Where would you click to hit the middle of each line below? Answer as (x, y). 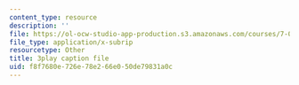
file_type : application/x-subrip (71, 42)
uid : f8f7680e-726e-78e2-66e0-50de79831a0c (91, 67)
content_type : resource (53, 17)
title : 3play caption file (59, 58)
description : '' (39, 26)
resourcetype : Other (48, 50)
